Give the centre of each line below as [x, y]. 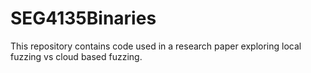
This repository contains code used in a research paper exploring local [156, 46]
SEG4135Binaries [83, 18]
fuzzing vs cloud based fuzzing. [76, 56]
